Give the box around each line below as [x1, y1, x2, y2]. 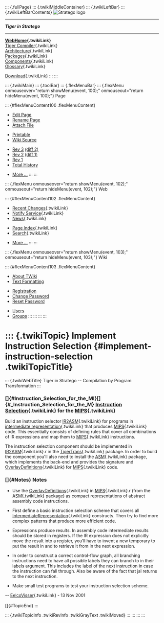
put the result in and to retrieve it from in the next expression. [12, 543, 136, 549]
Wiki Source [12, 137, 37, 142]
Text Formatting [12, 278, 44, 284]
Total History [12, 162, 38, 168]
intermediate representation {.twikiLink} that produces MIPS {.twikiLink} [5, 423, 147, 430]
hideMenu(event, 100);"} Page [5, 93, 66, 98]
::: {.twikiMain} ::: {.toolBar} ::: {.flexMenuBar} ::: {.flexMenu [5, 83, 124, 88]
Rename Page [12, 117, 41, 123]
